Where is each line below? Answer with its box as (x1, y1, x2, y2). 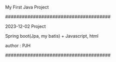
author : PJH (5, 43, 31, 49)
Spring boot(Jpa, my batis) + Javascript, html (5, 33, 98, 39)
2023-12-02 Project (5, 23, 46, 29)
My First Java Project (5, 4, 49, 10)
